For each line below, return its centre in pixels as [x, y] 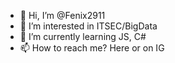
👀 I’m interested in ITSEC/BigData [88, 26]
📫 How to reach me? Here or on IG [92, 48]
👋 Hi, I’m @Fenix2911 [62, 15]
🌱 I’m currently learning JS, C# [83, 36]
